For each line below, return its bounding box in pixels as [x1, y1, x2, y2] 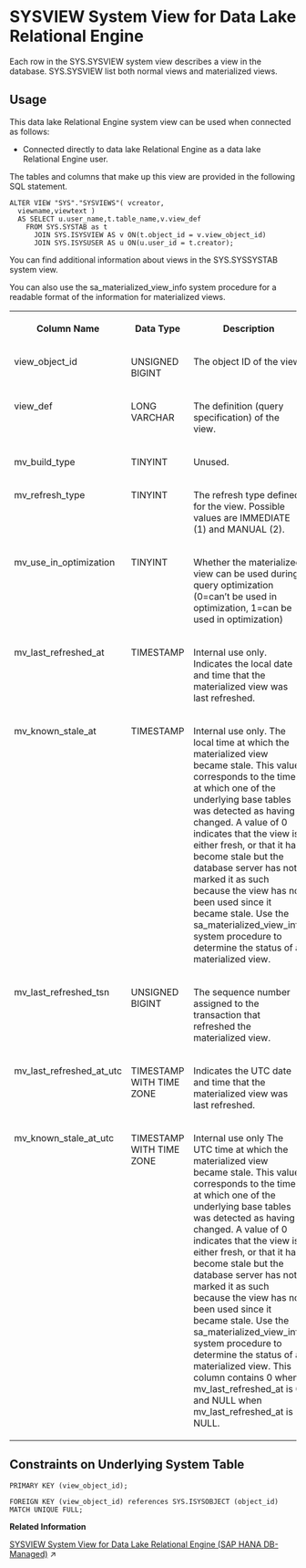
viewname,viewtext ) [17, 206, 96, 215]
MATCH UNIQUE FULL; [9, 1505, 84, 1514]
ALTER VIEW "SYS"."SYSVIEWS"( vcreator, [9, 198, 166, 207]
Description [222, 322, 275, 335]
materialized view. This [192, 1359, 291, 1372]
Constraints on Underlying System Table [9, 1457, 245, 1472]
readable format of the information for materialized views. [9, 291, 226, 302]
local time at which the [192, 736, 290, 749]
